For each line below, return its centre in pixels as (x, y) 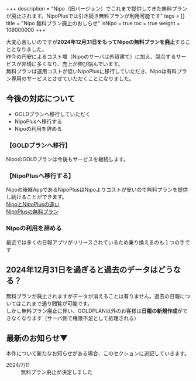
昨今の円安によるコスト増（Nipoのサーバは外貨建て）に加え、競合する (91, 57)
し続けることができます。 (37, 197)
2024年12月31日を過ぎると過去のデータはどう (90, 270)
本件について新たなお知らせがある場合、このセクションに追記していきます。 (98, 353)
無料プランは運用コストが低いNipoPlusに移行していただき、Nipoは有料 (92, 71)
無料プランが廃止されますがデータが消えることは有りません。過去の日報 (93, 296)
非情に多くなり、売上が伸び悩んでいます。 (72, 64)
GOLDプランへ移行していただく (52, 114)
